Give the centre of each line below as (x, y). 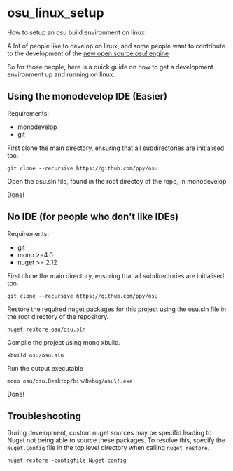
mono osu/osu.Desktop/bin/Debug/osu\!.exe (70, 381)
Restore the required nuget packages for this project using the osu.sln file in (117, 309)
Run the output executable (45, 368)
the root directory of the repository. (58, 316)
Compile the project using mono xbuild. (64, 342)
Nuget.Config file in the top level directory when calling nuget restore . (108, 448)
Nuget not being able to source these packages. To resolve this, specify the (116, 440)
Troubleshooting (44, 416)
